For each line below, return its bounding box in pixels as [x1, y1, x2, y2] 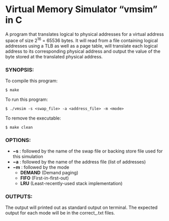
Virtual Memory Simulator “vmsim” [5, 4, 158, 15]
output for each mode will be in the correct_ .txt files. [5, 210, 116, 216]
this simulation [12, 154, 43, 160]
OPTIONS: [5, 136, 31, 143]
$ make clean [5, 125, 33, 130]
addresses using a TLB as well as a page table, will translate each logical [5, 43, 158, 49]
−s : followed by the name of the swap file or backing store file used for [12, 148, 163, 154]
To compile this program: [5, 78, 58, 84]
